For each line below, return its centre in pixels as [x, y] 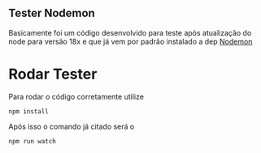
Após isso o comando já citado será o [72, 126]
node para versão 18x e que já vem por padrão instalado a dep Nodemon [130, 41]
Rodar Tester [53, 74]
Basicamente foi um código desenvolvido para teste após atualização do [130, 32]
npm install [28, 111]
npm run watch [33, 141]
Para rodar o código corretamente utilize [76, 96]
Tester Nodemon [52, 13]
